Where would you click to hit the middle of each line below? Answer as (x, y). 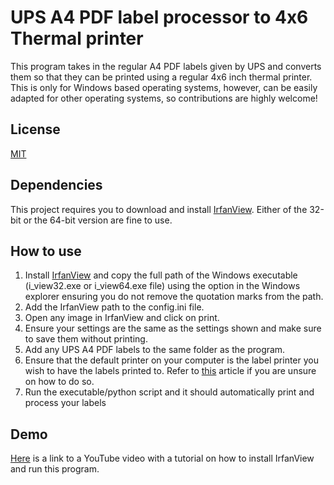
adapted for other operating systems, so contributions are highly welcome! (164, 98)
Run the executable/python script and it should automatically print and (169, 392)
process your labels (65, 403)
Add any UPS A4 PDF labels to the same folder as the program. (155, 350)
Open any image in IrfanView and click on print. (122, 318)
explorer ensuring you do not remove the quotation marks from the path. (174, 297)
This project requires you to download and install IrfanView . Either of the (159, 209)
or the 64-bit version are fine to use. (98, 220)
